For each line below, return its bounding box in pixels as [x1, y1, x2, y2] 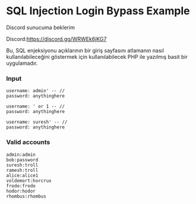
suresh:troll [6, 162, 39, 168]
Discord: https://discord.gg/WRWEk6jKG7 [6, 35, 107, 42]
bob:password [6, 156, 39, 163]
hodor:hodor [6, 188, 36, 194]
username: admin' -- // [6, 88, 65, 94]
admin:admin [6, 152, 36, 158]
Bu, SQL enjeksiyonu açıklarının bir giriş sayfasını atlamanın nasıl [6, 46, 165, 54]
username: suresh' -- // [6, 119, 68, 125]
